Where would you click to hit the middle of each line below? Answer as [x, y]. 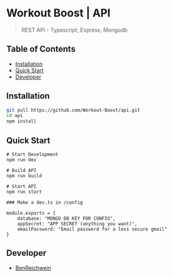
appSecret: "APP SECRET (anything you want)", [77, 224]
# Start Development [33, 154]
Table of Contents [41, 49]
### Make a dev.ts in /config [45, 203]
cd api [15, 116]
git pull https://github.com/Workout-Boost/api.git [73, 110]
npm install [21, 121]
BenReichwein [33, 268]
